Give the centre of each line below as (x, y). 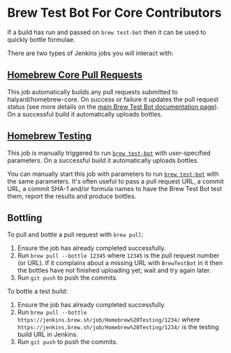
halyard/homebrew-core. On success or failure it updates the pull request (113, 99)
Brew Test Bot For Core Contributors (114, 13)
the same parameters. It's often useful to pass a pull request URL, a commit (116, 181)
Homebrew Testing (50, 136)
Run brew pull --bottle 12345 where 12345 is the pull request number (118, 255)
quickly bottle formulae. (41, 39)
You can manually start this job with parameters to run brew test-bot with (113, 174)
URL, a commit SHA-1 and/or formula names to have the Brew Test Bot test (114, 188)
